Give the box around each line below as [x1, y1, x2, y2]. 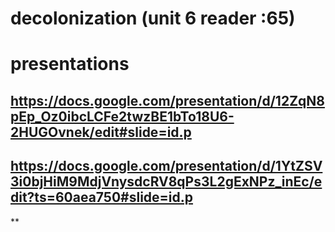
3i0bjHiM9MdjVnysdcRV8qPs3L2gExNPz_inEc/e [10, 173, 323, 191]
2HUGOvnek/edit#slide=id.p [10, 123, 192, 141]
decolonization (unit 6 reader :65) [10, 7, 296, 30]
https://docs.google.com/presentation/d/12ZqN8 [10, 92, 325, 109]
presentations [10, 53, 130, 76]
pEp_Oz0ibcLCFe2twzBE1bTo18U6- [10, 108, 235, 125]
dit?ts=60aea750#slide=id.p [10, 189, 194, 206]
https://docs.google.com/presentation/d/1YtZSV [10, 158, 323, 175]
